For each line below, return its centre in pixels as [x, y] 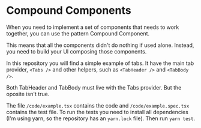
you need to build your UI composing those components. [76, 51]
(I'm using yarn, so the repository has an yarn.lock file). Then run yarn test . [101, 118]
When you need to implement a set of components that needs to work [93, 27]
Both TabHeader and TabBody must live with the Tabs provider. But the [94, 87]
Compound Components [69, 11]
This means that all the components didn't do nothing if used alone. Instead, [100, 45]
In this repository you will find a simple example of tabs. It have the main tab [100, 63]
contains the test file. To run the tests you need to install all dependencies [97, 112]
